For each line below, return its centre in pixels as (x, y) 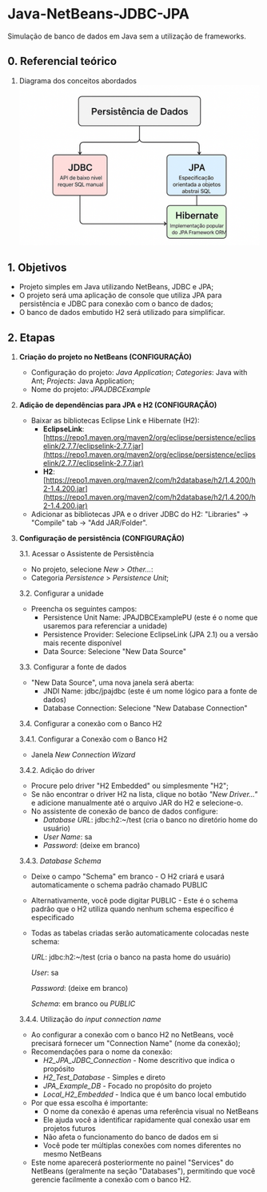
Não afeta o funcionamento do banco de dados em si (131, 1137)
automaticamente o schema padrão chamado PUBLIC (120, 885)
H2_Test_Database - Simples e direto (104, 1077)
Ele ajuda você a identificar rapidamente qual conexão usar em (147, 1120)
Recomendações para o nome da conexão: (102, 1052)
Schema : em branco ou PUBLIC (83, 1004)
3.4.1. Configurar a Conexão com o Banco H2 (93, 739)
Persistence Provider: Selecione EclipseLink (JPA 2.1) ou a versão (151, 635)
